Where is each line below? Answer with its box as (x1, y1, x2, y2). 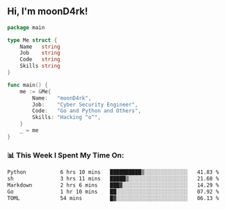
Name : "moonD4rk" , (32, 94, 92, 102)
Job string (19, 49, 60, 56)
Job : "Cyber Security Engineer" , (32, 101, 138, 108)
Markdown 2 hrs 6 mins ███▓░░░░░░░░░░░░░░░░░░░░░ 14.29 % (7, 181, 219, 189)
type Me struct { (7, 36, 58, 44)
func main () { (7, 82, 49, 88)
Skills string (19, 63, 60, 70)
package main (7, 24, 45, 31)
